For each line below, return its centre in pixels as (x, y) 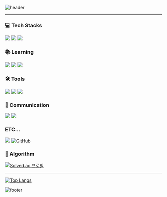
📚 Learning (19, 52)
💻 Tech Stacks (24, 25)
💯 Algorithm (20, 154)
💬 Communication (27, 105)
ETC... (13, 130)
